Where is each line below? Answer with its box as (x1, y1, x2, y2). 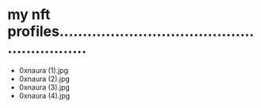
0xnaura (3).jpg (18, 82, 71, 92)
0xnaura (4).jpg (18, 91, 71, 100)
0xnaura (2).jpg (18, 74, 71, 83)
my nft (7, 6, 51, 24)
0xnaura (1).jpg (18, 65, 69, 75)
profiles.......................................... (7, 22, 255, 40)
